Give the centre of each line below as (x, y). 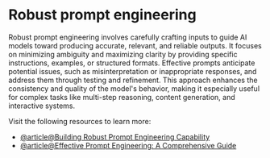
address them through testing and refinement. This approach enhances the (133, 80)
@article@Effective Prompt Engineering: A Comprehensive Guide (128, 145)
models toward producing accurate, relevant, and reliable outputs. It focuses (135, 45)
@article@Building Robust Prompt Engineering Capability (115, 137)
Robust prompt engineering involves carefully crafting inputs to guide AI (128, 37)
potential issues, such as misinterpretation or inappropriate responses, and (133, 71)
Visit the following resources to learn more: (80, 121)
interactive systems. (42, 106)
